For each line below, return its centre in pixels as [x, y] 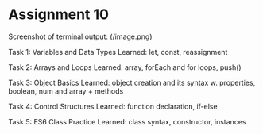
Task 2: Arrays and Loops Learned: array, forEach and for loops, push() [125, 67]
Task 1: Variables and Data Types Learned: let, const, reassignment [118, 52]
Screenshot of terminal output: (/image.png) [80, 36]
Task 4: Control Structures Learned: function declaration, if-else [113, 106]
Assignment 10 [59, 15]
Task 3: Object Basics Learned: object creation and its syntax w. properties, [132, 82]
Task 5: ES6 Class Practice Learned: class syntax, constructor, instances [127, 121]
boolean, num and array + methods [66, 91]
